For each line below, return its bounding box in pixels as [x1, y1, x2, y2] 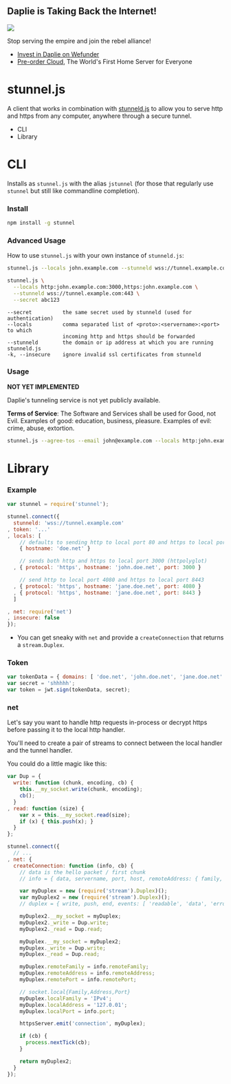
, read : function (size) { [7, 805, 85, 812]
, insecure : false [7, 615, 60, 622]
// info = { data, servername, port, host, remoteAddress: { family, [19, 875, 223, 882]
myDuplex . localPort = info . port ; [19, 1008, 115, 1015]
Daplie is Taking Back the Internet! [7, 6, 157, 17]
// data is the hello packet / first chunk [19, 868, 146, 876]
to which [7, 327, 32, 334]
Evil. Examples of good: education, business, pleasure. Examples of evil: [7, 416, 212, 425]
